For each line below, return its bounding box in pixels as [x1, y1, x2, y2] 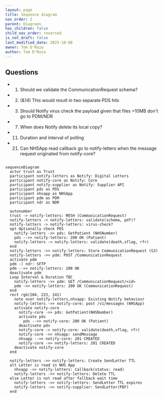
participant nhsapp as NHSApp [10, 191, 73, 196]
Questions [5, 68, 39, 76]
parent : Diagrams [5, 21, 42, 27]
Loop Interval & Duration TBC [10, 275, 73, 280]
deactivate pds [18, 323, 51, 328]
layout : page [5, 7, 33, 13]
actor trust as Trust [10, 169, 55, 174]
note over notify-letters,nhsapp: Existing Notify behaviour [14, 297, 144, 302]
